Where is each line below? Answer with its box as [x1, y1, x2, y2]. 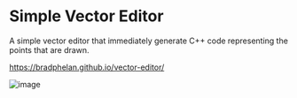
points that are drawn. [9, 44, 90, 55]
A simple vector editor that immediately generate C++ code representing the [9, 35, 288, 46]
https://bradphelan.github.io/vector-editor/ [9, 62, 165, 72]
